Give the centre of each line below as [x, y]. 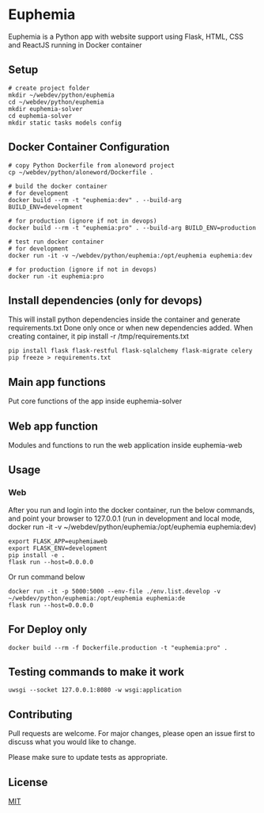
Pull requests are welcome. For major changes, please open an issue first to [132, 734]
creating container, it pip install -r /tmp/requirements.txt [99, 336]
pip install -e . [37, 555]
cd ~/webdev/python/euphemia [56, 102]
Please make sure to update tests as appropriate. [88, 758]
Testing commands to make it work [96, 672]
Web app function [53, 426]
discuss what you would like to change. [72, 742]
